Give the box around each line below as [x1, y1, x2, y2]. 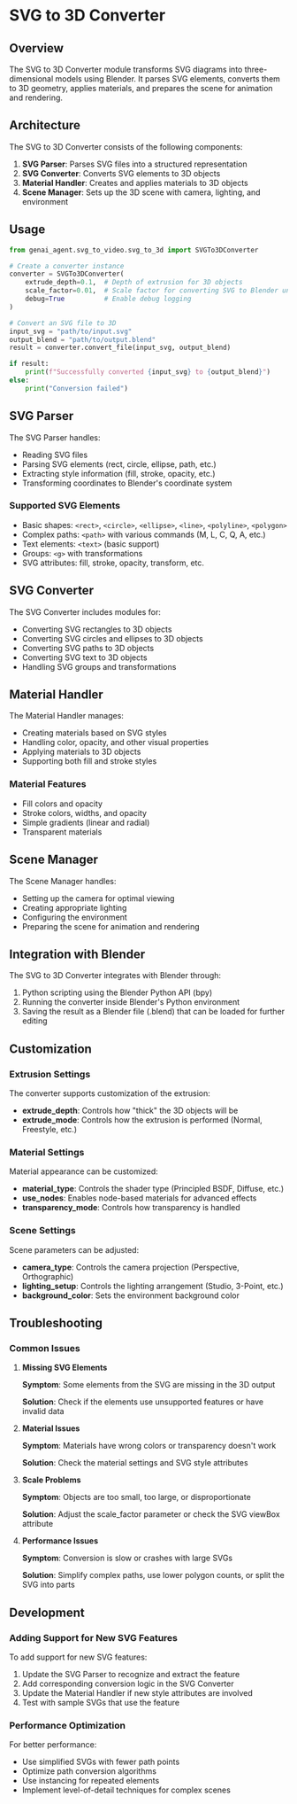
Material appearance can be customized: [9, 1166, 159, 1177]
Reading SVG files [21, 449, 88, 460]
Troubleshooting [9, 1316, 103, 1331]
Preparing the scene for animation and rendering [21, 921, 201, 931]
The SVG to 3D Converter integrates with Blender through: [9, 970, 222, 981]
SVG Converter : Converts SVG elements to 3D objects [21, 167, 221, 178]
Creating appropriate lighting [21, 902, 127, 913]
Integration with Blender [9, 946, 146, 961]
